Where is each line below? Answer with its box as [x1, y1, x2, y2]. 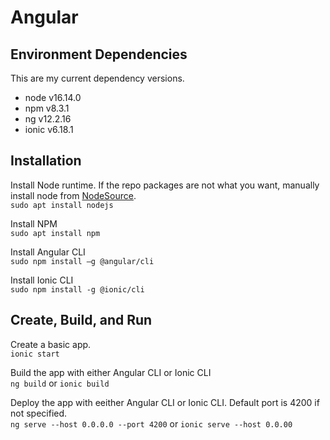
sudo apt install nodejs [10, 200, 114, 210]
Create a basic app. [10, 338, 92, 350]
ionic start [10, 349, 60, 359]
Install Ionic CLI [10, 274, 74, 286]
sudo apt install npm [10, 228, 101, 238]
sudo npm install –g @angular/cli [10, 256, 155, 266]
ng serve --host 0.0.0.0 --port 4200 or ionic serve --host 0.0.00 [10, 417, 293, 430]
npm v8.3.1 [24, 102, 70, 114]
